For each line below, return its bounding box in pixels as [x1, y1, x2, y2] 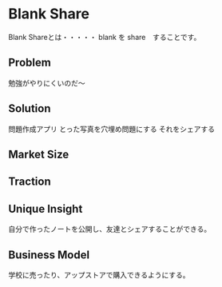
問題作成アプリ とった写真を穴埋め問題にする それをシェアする [8, 124, 216, 134]
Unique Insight [8, 201, 83, 216]
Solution [8, 102, 51, 116]
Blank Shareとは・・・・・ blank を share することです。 [8, 32, 201, 42]
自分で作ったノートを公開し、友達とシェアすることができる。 [8, 225, 212, 234]
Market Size [8, 147, 69, 161]
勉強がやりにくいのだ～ [8, 78, 85, 88]
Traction [8, 175, 51, 189]
